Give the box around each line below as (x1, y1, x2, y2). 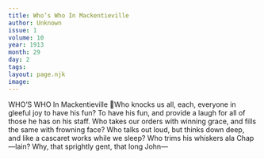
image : (8, 78, 30, 85)
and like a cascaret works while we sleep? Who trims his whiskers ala (8, 133, 235, 142)
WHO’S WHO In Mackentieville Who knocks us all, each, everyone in (8, 100, 236, 109)
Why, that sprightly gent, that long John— (32, 142, 169, 151)
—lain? (8, 142, 31, 151)
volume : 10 (8, 33, 44, 42)
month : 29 (8, 48, 41, 56)
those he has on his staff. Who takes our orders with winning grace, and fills (8, 116, 256, 126)
